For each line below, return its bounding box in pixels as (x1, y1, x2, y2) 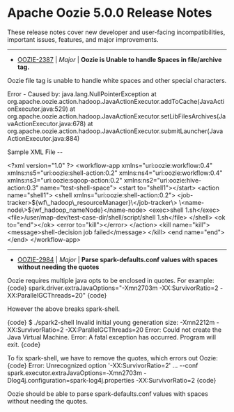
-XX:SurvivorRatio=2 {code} (135, 376, 217, 384)
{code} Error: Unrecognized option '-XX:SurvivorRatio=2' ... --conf (7, 361, 198, 369)
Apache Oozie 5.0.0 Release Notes (7, 5, 212, 21)
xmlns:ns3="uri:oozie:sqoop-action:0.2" (7, 176, 123, 184)
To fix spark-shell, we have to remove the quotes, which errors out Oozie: (7, 353, 218, 362)
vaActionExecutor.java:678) (7, 119, 86, 128)
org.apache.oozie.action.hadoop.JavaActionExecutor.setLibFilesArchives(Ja (7, 112, 226, 120)
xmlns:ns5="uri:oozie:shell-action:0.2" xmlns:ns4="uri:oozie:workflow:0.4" (7, 169, 223, 177)
